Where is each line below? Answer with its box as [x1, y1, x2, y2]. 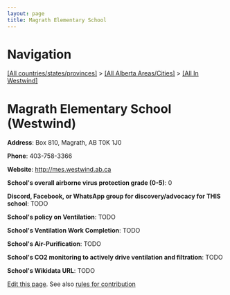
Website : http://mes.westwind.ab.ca [7, 166, 112, 174]
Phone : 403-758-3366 [7, 152, 73, 160]
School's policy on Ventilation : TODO [7, 213, 116, 222]
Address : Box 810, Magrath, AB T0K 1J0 [7, 138, 122, 147]
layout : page [7, 10, 45, 17]
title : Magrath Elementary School [7, 17, 107, 24]
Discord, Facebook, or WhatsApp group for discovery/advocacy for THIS [7, 192, 221, 201]
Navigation [7, 46, 71, 62]
